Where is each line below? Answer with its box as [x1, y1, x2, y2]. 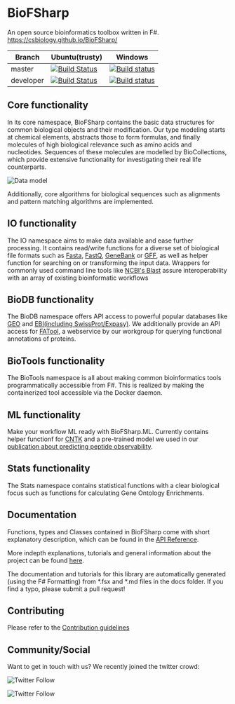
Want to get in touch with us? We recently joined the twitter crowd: [7, 663, 200, 671]
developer [11, 75, 44, 85]
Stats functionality [7, 463, 90, 475]
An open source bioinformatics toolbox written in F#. [7, 28, 159, 36]
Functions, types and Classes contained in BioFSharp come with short [7, 527, 210, 536]
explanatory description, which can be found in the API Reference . [7, 535, 199, 543]
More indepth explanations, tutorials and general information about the [7, 548, 212, 557]
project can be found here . [7, 556, 84, 564]
